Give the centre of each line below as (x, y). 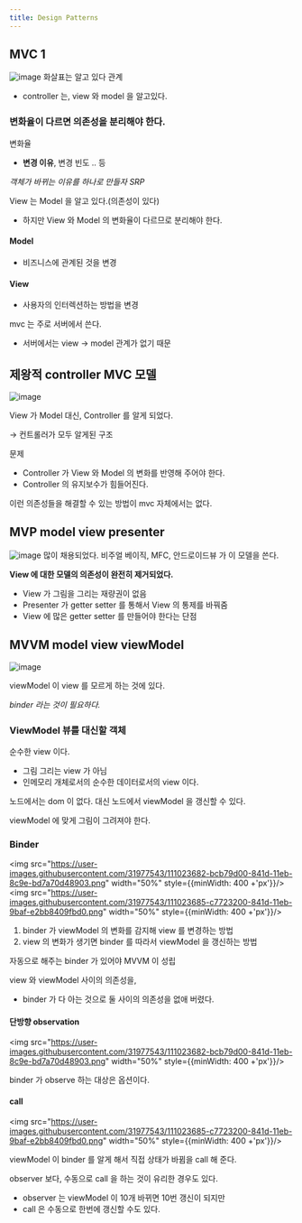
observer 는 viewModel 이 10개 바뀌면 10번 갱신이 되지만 (124, 1198)
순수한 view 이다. (40, 751)
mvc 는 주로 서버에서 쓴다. (55, 324)
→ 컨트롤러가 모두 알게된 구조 (61, 434)
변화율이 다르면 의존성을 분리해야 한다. (87, 122)
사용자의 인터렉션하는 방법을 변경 (80, 305)
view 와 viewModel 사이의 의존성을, (73, 980)
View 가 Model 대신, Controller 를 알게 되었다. (92, 415)
